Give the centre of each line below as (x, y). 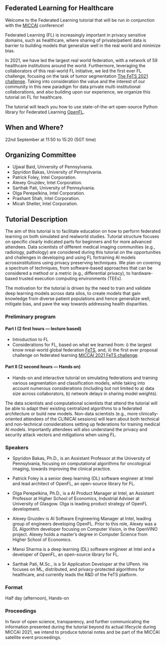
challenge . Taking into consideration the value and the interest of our (75, 81)
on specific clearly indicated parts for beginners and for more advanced (78, 242)
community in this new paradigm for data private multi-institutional (73, 87)
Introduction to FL (30, 340)
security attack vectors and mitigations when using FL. (61, 435)
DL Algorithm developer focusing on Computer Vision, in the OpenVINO (85, 529)
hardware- (142, 273)
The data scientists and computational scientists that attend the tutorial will (81, 403)
